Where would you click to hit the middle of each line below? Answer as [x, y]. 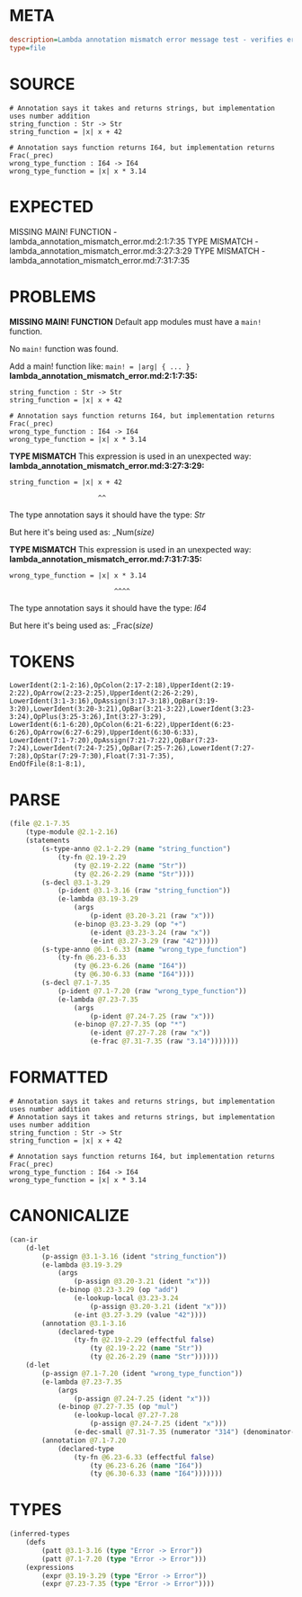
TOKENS [42, 661]
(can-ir [24, 1239]
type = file [28, 48]
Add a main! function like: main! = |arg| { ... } [100, 366]
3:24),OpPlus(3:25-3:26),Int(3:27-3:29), [88, 717]
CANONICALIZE [70, 1216]
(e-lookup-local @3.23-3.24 [126, 1298]
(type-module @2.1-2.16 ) [72, 832]
